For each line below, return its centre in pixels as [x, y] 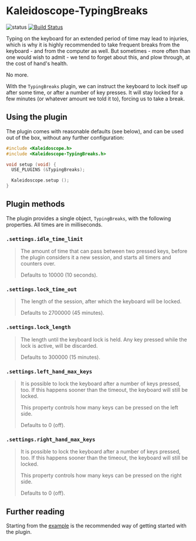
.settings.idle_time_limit [45, 239]
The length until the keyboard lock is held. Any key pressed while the [104, 340]
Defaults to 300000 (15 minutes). [60, 357]
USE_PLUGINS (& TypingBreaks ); [48, 170]
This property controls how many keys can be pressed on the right [101, 476]
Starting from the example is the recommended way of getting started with [96, 526]
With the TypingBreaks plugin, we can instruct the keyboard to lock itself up [97, 86]
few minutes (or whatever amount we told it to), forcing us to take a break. [95, 99]
